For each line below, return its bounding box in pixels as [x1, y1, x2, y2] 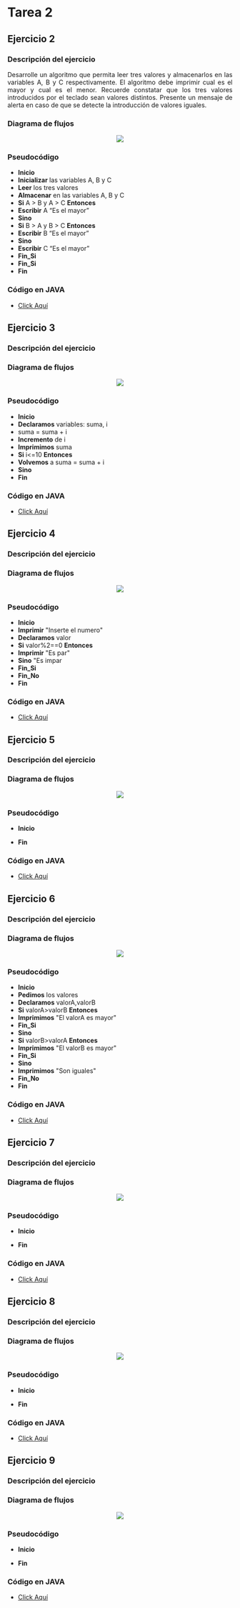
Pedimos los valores [17, 991, 79, 999]
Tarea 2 [7, 4, 54, 21]
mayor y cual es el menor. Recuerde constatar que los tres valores [7, 85, 233, 94]
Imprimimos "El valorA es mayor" [17, 1014, 116, 1022]
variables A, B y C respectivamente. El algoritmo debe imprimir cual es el [7, 78, 233, 86]
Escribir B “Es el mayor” [17, 229, 89, 238]
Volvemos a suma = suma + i [17, 458, 105, 466]
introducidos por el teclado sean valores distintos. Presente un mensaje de [7, 93, 233, 101]
